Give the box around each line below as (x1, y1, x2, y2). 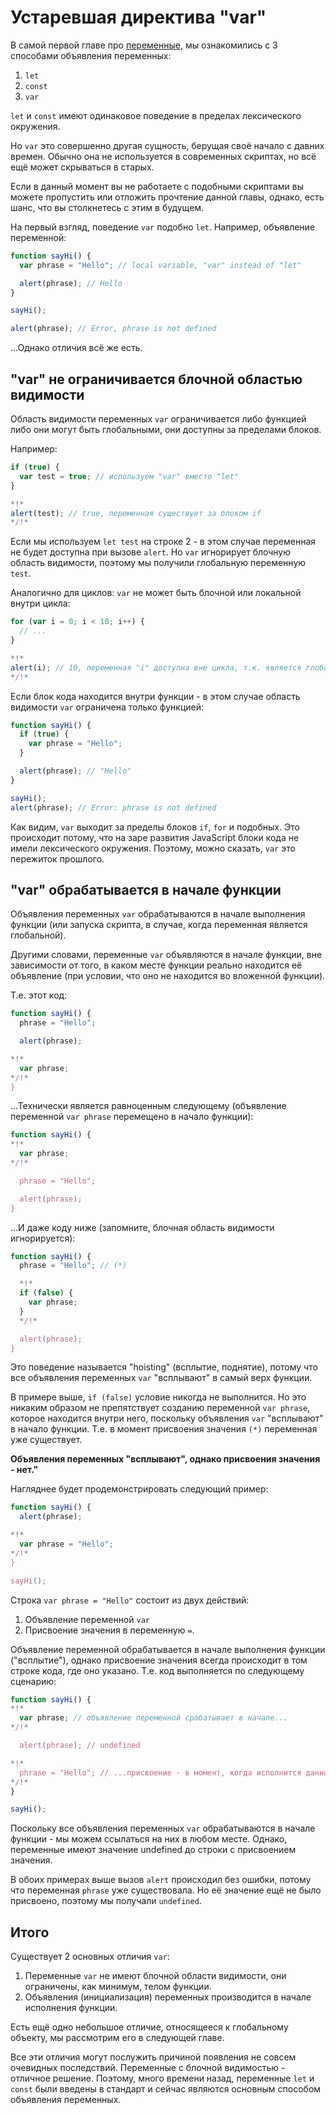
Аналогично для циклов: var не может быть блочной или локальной (10, 587, 302, 599)
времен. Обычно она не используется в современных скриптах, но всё (10, 150, 317, 162)
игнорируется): (10, 1232, 76, 1244)
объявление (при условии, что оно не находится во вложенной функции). (10, 970, 326, 982)
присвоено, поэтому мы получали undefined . (10, 1895, 202, 1907)
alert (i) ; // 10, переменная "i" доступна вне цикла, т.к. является (10, 662, 302, 673)
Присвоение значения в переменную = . (24, 1624, 195, 1636)
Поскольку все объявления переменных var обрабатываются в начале (10, 1822, 316, 1835)
